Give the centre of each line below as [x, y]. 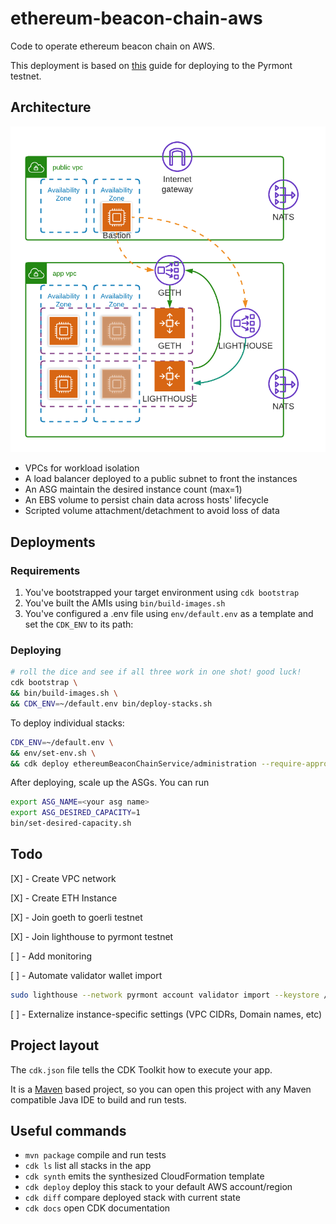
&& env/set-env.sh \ [53, 753]
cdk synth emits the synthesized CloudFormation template [144, 1176]
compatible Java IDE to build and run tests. [98, 1099]
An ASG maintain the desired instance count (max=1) [133, 489]
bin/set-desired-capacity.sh [71, 823]
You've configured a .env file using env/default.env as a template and [169, 614]
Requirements [45, 570]
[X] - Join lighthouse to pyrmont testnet [92, 936]
